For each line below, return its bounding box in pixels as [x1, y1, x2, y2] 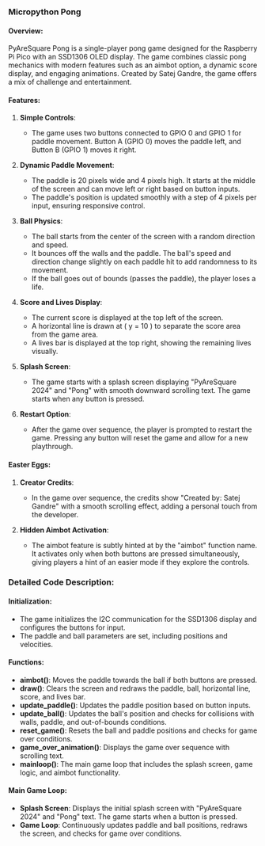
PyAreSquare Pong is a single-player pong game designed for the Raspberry [8, 44, 258, 53]
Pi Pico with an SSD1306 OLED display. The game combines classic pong [8, 52, 247, 62]
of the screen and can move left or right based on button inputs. [31, 185, 240, 194]
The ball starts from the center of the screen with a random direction [31, 232, 256, 242]
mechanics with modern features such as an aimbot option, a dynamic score [8, 60, 258, 70]
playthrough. [31, 442, 74, 452]
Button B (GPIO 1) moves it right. [31, 145, 137, 154]
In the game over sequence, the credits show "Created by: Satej [31, 493, 240, 502]
